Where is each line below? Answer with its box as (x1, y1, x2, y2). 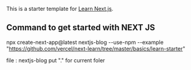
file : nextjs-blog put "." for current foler (6, 57, 105, 64)
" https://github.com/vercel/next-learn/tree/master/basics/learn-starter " (6, 45, 186, 52)
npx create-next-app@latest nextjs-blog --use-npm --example (6, 39, 164, 46)
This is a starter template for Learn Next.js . (6, 5, 114, 12)
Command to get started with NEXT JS (6, 22, 155, 33)
